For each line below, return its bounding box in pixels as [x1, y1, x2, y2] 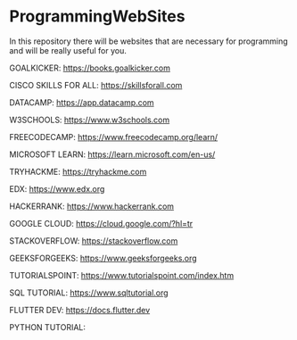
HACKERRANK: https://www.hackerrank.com [9, 201, 175, 211]
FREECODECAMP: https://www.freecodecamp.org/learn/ [9, 131, 219, 142]
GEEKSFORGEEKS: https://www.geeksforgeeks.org [9, 253, 198, 263]
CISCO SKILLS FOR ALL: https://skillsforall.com [9, 79, 183, 90]
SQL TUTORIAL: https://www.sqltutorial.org [9, 287, 169, 298]
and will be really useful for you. [9, 45, 128, 55]
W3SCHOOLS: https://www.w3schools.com [9, 114, 170, 125]
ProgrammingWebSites [9, 6, 186, 27]
